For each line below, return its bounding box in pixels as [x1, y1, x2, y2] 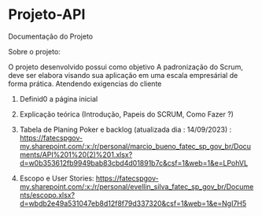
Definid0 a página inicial [19, 94, 98, 103]
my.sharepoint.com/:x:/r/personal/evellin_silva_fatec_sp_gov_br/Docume [19, 181, 254, 191]
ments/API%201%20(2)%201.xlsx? [19, 150, 133, 159]
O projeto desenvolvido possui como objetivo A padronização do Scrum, [8, 61, 244, 72]
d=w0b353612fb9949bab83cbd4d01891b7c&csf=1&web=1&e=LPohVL [19, 158, 249, 167]
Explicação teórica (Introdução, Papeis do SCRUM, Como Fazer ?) [19, 109, 234, 119]
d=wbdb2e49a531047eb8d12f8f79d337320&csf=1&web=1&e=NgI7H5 [19, 199, 247, 208]
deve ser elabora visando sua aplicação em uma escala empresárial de [8, 70, 238, 80]
